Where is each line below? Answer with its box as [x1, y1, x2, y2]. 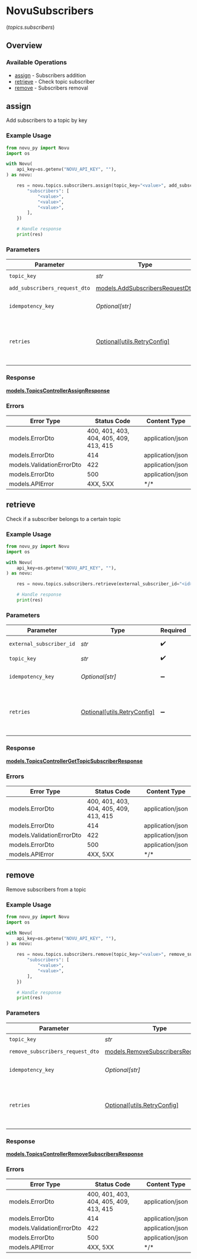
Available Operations [6, 58, 67, 67]
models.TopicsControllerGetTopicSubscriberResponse [6, 758, 143, 765]
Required [160, 626, 186, 635]
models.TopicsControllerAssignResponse [6, 387, 110, 394]
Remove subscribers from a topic [6, 886, 87, 893]
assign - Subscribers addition [14, 72, 86, 79]
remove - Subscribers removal [14, 84, 89, 91]
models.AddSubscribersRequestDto [96, 284, 195, 292]
